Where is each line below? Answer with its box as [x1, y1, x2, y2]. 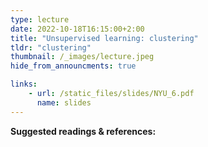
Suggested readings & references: [10, 125, 157, 137]
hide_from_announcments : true [10, 61, 137, 71]
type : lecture [10, 14, 70, 25]
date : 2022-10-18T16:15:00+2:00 [10, 24, 145, 34]
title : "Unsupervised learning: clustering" [10, 33, 199, 43]
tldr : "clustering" [10, 42, 92, 53]
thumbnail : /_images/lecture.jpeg [10, 52, 155, 62]
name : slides [36, 97, 92, 108]
